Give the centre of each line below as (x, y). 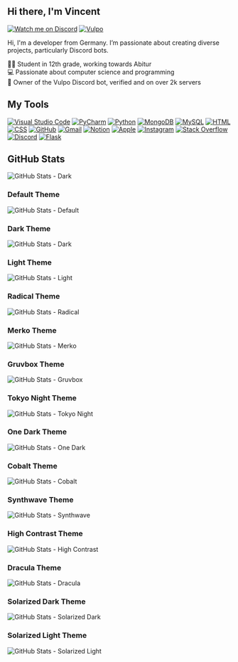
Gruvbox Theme (36, 364)
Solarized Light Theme (47, 636)
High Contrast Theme (45, 534)
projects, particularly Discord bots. (58, 50)
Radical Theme (34, 297)
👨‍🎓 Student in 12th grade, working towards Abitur (80, 64)
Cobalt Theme (33, 466)
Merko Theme (32, 330)
